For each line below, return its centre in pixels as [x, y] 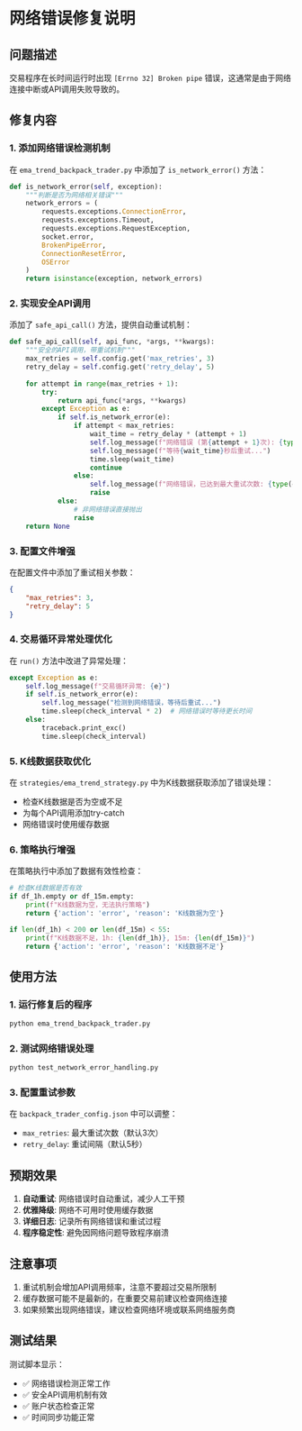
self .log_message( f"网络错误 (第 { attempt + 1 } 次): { [186, 442]
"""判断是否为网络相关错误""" [75, 195]
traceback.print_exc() [84, 728]
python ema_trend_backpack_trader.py [80, 1024]
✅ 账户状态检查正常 [58, 1406]
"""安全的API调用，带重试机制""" [80, 351]
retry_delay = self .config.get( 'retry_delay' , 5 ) [120, 367]
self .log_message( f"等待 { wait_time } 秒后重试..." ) [180, 451]
